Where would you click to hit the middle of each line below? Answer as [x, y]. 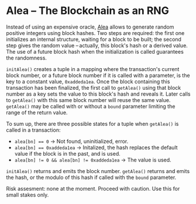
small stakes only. [27, 195]
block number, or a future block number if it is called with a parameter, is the [98, 75]
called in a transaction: [33, 130]
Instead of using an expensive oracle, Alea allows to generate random [90, 27]
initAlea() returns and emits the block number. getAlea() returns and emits [98, 171]
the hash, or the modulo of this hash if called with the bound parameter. [91, 177]
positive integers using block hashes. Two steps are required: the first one [95, 33]
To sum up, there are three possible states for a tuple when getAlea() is [92, 124]
